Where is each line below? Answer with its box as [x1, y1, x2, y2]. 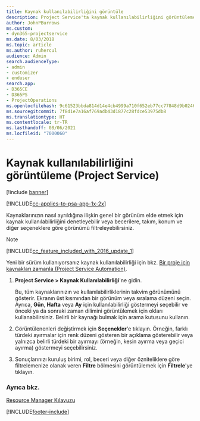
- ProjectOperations [6, 97, 58, 103]
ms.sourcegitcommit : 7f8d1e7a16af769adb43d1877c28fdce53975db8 [6, 108, 167, 114]
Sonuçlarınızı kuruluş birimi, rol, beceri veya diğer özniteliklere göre [14, 355, 180, 363]
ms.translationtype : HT [6, 114, 65, 120]
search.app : [6, 81, 36, 87]
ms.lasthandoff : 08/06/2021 [6, 125, 76, 131]
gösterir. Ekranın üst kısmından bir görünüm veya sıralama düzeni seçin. [14, 294, 192, 301]
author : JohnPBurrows [6, 20, 60, 26]
